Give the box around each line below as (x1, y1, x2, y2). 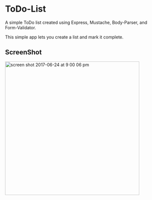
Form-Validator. (5, 24, 36, 30)
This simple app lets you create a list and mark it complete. (5, 34, 124, 40)
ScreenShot (5, 48, 42, 56)
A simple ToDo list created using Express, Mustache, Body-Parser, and (5, 19, 148, 25)
